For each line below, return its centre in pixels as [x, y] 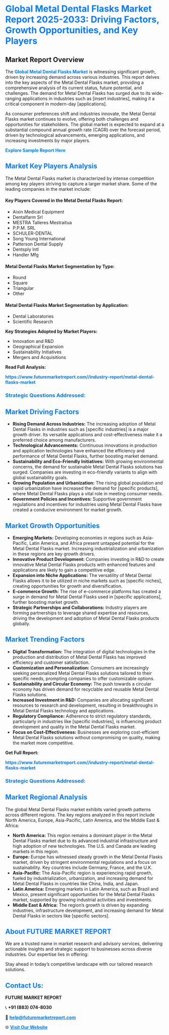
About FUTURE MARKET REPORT [59, 931]
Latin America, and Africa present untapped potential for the [92, 543]
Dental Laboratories [33, 317]
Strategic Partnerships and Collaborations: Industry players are [80, 607]
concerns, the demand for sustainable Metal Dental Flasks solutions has [87, 467]
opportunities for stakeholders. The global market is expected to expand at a [85, 124]
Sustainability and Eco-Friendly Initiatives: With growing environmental [88, 461]
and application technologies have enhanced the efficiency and [78, 451]
